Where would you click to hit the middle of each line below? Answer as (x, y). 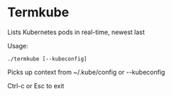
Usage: (18, 46)
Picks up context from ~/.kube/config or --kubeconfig (86, 72)
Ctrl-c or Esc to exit (36, 85)
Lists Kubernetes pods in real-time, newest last (76, 32)
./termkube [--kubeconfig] (47, 59)
